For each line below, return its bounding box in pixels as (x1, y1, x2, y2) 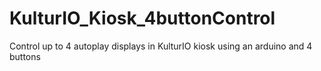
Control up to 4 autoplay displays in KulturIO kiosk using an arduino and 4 (9, 40, 313, 52)
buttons (9, 50, 41, 62)
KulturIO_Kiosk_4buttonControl (9, 7, 276, 30)
